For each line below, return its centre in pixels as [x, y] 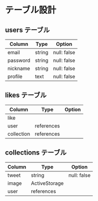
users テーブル [27, 30]
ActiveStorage [47, 183]
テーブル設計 [31, 10]
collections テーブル [36, 153]
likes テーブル [26, 95]
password [19, 60]
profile [15, 76]
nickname [19, 68]
